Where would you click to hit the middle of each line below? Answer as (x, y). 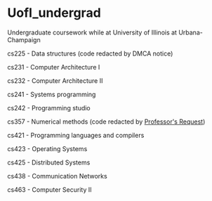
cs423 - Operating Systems (47, 148)
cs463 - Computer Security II (50, 189)
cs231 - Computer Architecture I (54, 67)
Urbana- (191, 32)
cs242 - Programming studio (49, 108)
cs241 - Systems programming (52, 94)
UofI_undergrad (54, 13)
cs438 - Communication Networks (57, 176)
